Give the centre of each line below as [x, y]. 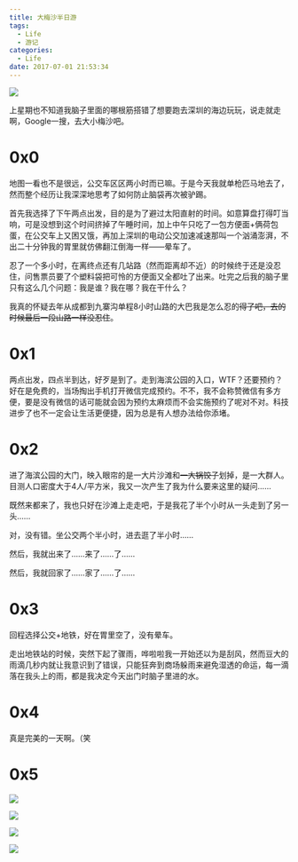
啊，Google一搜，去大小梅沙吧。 [69, 121]
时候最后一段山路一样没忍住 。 [63, 317]
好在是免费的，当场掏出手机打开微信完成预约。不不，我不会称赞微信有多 [141, 391]
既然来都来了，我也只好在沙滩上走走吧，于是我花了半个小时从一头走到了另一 [149, 505]
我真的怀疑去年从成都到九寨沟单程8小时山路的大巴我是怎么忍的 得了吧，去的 [148, 306]
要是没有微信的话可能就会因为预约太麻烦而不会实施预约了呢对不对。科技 [157, 401]
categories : [31, 51]
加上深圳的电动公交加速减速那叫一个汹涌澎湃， [195, 235]
